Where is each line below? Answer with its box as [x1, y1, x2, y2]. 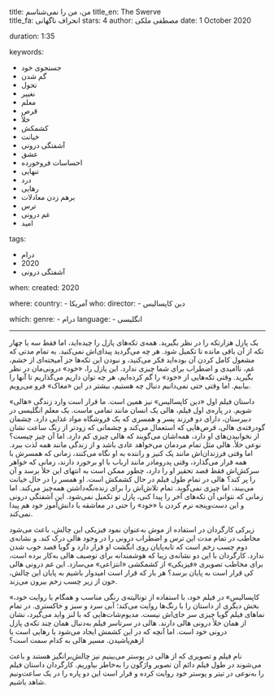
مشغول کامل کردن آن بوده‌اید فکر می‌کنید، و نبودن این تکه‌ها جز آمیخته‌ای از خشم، [9, 355, 255, 364]
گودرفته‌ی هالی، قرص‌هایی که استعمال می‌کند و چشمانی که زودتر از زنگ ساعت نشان [9, 423, 266, 432]
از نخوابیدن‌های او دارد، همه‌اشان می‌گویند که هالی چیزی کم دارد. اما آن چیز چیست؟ [9, 431, 259, 441]
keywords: [9, 47, 44, 56]
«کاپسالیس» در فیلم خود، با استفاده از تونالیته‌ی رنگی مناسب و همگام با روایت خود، [9, 593, 260, 602]
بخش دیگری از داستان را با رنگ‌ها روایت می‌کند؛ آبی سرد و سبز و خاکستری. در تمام [9, 601, 259, 610]
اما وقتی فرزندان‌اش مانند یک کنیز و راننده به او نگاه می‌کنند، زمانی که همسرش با [9, 449, 253, 458]
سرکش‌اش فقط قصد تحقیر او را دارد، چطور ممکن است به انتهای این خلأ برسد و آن [9, 466, 259, 475]
